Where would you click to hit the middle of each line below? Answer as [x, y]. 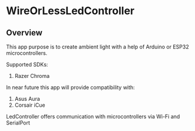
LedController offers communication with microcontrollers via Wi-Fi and [93, 117]
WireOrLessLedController [70, 11]
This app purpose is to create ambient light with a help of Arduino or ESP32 [98, 47]
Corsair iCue [30, 105]
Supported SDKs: [27, 64]
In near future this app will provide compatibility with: [71, 87]
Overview [24, 33]
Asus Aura [27, 99]
